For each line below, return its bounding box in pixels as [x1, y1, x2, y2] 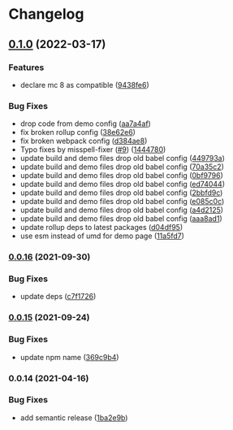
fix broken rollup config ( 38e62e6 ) [19, 128, 136, 137]
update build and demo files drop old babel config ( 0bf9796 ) [19, 171, 223, 180]
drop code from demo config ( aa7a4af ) [19, 119, 152, 128]
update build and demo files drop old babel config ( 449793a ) [19, 154, 226, 163]
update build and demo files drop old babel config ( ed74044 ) [19, 180, 226, 189]
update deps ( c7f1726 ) [19, 292, 97, 302]
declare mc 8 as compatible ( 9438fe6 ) [19, 80, 150, 89]
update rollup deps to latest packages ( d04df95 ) [19, 223, 183, 232]
